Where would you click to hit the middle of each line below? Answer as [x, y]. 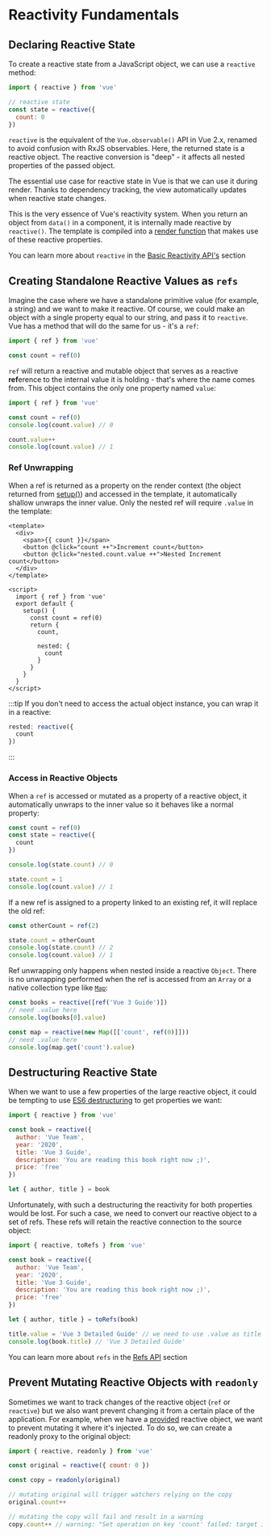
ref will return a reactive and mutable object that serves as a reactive [123, 371]
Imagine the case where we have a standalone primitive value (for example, [134, 300]
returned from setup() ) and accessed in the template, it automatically [123, 493]
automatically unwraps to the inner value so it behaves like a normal [121, 804]
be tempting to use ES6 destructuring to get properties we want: [115, 1101]
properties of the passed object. [62, 166]
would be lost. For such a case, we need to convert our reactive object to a [133, 1214]
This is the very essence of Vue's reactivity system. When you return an [128, 214]
